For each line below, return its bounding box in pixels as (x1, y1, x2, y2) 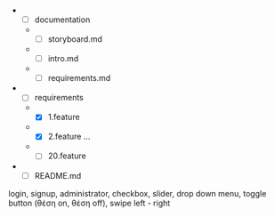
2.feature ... (47, 131, 91, 142)
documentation (34, 14, 91, 25)
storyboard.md (47, 34, 103, 44)
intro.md (47, 53, 79, 64)
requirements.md (47, 73, 111, 84)
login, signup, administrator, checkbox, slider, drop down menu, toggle (8, 188, 267, 198)
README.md (34, 170, 82, 181)
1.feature (47, 112, 81, 123)
